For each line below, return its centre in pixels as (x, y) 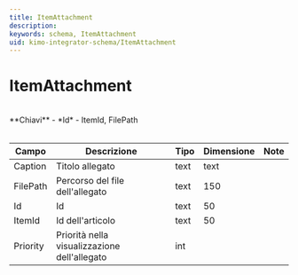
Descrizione (111, 152)
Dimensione (229, 152)
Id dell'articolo (86, 221)
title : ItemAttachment (51, 17)
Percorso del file (90, 181)
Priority (29, 247)
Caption (30, 167)
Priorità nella (82, 235)
